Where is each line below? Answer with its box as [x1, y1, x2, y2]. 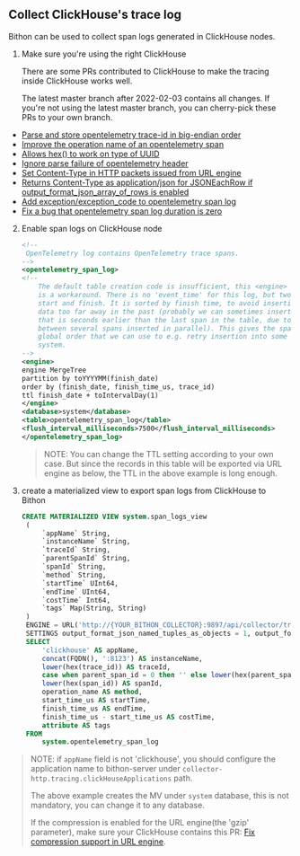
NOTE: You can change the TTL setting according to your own [43, 448, 275, 459]
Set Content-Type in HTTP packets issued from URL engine [21, 167, 242, 178]
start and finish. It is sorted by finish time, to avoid [38, 298, 260, 308]
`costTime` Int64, [41, 596, 111, 604]
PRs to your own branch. [21, 111, 113, 122]
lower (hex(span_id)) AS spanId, [41, 679, 163, 688]
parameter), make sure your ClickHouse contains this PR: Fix [30, 826, 255, 838]
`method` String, [41, 570, 107, 579]
